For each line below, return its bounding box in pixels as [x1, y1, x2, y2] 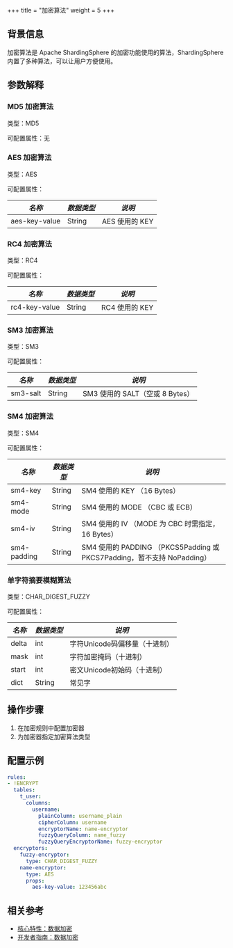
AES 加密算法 [7, 152, 52, 162]
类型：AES [7, 170, 38, 178]
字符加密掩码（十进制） [69, 651, 147, 661]
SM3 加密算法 [7, 326, 53, 335]
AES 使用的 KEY [101, 216, 154, 226]
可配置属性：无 [7, 134, 50, 142]
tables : [13, 787, 36, 793]
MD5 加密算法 [7, 102, 54, 111]
